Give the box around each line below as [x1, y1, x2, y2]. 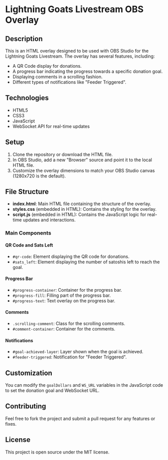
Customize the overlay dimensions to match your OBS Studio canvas [12, 167, 155, 173]
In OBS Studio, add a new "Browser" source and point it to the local [12, 157, 152, 163]
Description [5, 34, 43, 43]
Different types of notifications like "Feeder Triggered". [12, 79, 127, 85]
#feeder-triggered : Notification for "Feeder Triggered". [12, 354, 127, 360]
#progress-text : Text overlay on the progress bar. [12, 297, 116, 304]
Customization [5, 369, 53, 377]
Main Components [5, 229, 51, 237]
